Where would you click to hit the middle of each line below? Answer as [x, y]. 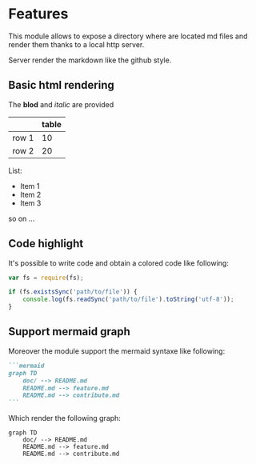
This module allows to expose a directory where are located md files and [128, 36]
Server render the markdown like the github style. [90, 60]
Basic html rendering [61, 85]
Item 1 [30, 186]
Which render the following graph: [65, 418]
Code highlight [46, 244]
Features [38, 14]
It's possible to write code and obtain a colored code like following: [119, 263]
